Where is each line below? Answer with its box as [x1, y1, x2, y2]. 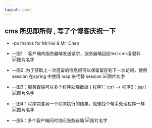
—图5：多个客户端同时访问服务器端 [11, 118, 85, 124]
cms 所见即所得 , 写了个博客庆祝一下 [4, 27, 116, 35]
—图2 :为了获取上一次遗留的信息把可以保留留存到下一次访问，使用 [11, 67, 148, 73]
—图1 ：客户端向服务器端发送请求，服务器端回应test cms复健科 [11, 51, 141, 57]
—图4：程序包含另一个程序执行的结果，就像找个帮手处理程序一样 [11, 101, 145, 107]
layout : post [4, 7, 32, 12]
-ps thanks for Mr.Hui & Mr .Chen [11, 40, 80, 46]
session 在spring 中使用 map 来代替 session [11, 73, 102, 79]
